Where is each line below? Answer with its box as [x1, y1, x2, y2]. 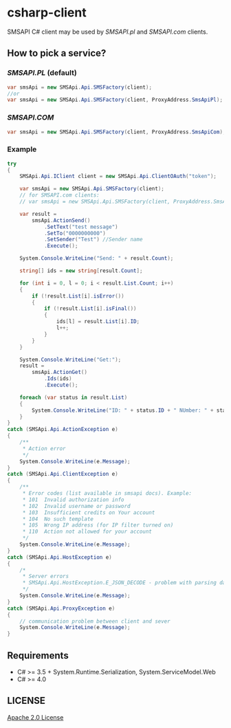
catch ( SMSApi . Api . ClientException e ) [7, 471, 118, 478]
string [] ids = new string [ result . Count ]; [19, 267, 143, 274]
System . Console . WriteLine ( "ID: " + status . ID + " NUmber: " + [32, 407, 214, 414]
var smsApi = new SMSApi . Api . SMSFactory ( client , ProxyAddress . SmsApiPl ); [7, 96, 223, 104]
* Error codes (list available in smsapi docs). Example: [22, 490, 192, 497]
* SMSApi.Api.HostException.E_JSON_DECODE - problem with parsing [22, 580, 217, 586]
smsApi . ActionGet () [32, 369, 88, 376]
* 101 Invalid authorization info [22, 496, 125, 503]
